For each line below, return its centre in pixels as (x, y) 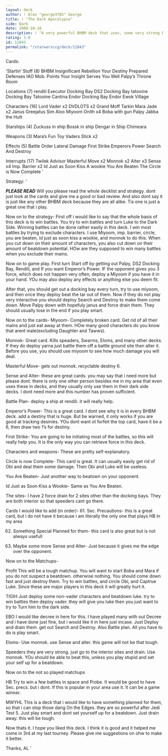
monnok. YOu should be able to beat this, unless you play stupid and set (80, 657)
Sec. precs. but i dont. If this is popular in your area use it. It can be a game (83, 687)
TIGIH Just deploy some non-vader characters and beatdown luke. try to (80, 596)
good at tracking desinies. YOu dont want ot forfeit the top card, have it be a (84, 421)
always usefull (28, 536)
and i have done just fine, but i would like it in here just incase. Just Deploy (82, 622)
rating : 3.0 (18, 38)
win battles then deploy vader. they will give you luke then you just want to (82, 601)
